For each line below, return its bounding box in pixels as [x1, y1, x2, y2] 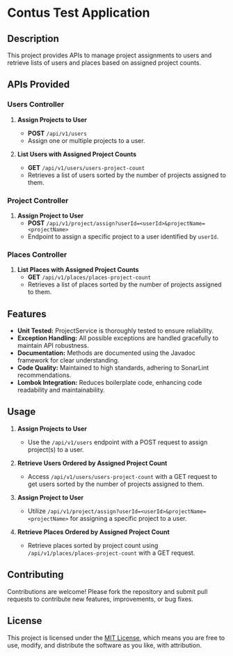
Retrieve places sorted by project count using [27, 541, 159, 549]
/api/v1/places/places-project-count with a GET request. [27, 549, 195, 557]
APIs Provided [7, 79, 70, 91]
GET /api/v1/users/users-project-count [27, 163, 145, 171]
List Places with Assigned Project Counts [17, 266, 139, 274]
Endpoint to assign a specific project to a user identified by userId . [27, 232, 219, 241]
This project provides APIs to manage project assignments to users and [7, 51, 212, 59]
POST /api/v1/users [27, 129, 87, 137]
